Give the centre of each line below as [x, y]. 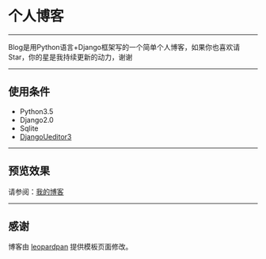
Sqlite [29, 128]
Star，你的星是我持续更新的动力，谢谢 [70, 57]
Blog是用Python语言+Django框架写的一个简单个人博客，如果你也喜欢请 [124, 47]
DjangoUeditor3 [46, 136]
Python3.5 [36, 111]
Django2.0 [36, 120]
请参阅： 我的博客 [36, 192]
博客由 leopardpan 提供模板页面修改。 [70, 247]
